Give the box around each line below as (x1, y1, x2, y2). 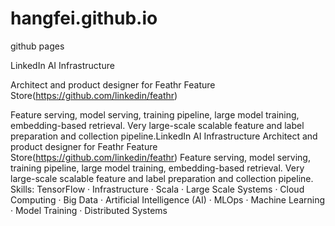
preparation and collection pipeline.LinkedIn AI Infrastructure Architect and (10, 130, 318, 142)
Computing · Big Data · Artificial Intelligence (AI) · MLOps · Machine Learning (10, 193, 326, 206)
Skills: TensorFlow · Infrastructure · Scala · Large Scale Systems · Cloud (10, 183, 305, 195)
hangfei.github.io (10, 7, 158, 30)
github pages (10, 40, 65, 52)
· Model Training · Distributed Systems (10, 204, 168, 216)
